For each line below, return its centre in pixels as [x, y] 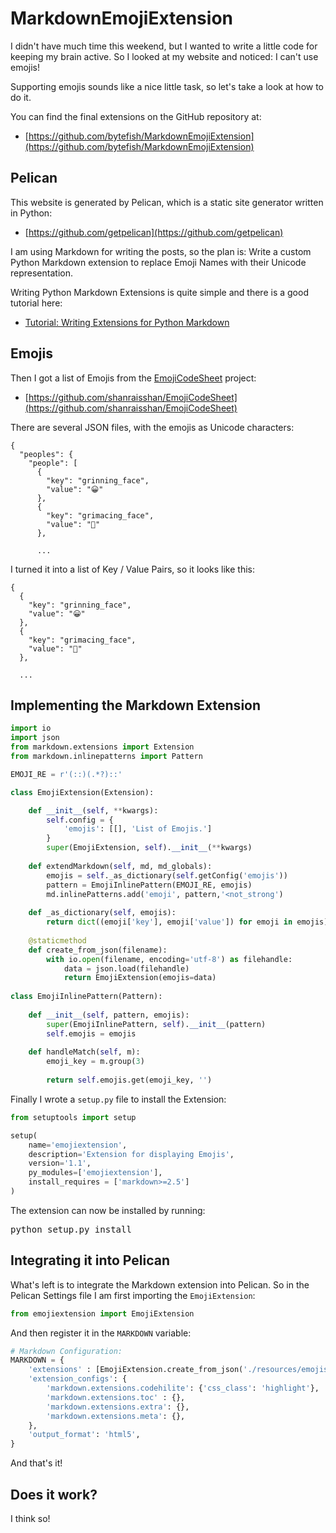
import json [35, 738]
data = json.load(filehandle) [126, 968]
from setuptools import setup [73, 1117]
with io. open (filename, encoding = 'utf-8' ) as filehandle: [169, 959]
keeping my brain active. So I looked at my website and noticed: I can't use [164, 56]
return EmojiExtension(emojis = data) [140, 978]
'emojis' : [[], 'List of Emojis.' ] [138, 829]
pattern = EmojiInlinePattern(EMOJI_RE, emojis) [149, 885]
